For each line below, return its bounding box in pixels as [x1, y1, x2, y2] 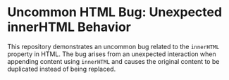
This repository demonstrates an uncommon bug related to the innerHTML [7, 42, 220, 51]
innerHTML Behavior [7, 19, 132, 35]
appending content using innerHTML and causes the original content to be [7, 57, 220, 65]
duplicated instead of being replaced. [7, 65, 116, 73]
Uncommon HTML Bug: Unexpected [7, 4, 223, 20]
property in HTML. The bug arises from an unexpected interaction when [7, 50, 216, 58]
